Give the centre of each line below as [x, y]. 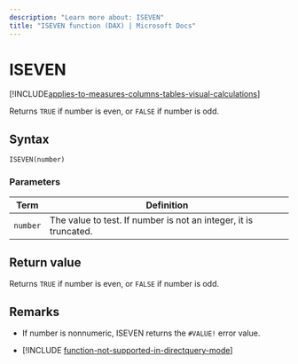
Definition [167, 205]
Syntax [29, 139]
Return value [45, 262]
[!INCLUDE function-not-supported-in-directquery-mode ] [127, 351]
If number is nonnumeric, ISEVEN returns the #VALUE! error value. [141, 333]
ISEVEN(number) [37, 160]
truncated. [71, 231]
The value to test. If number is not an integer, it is [152, 220]
